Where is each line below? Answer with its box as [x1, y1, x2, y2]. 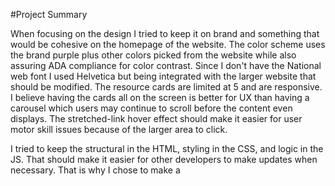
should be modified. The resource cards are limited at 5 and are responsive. [10, 81, 323, 93]
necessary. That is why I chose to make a [10, 164, 181, 176]
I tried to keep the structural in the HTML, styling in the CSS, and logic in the [10, 143, 324, 154]
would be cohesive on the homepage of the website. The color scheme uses [10, 39, 326, 50]
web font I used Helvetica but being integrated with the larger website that [10, 70, 317, 82]
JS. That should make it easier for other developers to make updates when [10, 154, 318, 165]
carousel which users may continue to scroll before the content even [10, 102, 293, 114]
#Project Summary [10, 9, 88, 20]
